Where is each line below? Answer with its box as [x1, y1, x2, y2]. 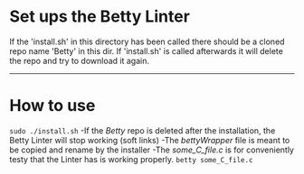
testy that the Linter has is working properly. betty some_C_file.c [9, 153, 253, 164]
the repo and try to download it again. [9, 55, 150, 66]
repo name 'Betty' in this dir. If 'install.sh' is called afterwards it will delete [9, 45, 283, 56]
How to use [9, 96, 96, 116]
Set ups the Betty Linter [9, 6, 190, 27]
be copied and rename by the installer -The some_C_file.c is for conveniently [9, 144, 294, 155]
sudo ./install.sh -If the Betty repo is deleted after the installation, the [9, 124, 276, 136]
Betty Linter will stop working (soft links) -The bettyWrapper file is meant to [9, 134, 290, 145]
